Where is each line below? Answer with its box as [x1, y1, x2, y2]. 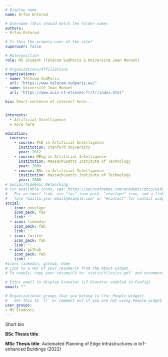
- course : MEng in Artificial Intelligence [14, 154, 106, 159]
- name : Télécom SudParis [5, 76, 59, 81]
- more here [9, 122, 35, 127]
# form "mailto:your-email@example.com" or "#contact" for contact [5, 196, 153, 201]
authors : [5, 26, 23, 31]
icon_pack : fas [14, 210, 46, 215]
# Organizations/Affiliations [5, 67, 68, 72]
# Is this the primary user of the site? [5, 40, 93, 45]
